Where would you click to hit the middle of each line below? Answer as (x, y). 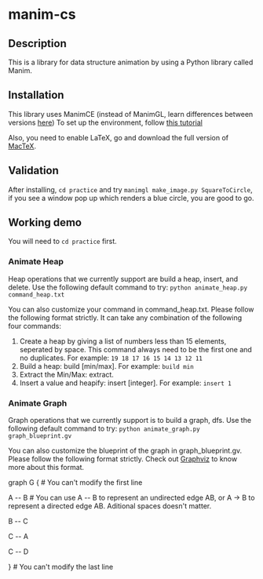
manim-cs (42, 15)
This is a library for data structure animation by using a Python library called (131, 62)
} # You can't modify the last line (61, 567)
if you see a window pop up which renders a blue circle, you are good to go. (131, 198)
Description (37, 44)
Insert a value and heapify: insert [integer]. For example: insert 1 (125, 383)
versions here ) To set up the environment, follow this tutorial (105, 122)
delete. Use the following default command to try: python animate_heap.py (128, 287)
